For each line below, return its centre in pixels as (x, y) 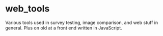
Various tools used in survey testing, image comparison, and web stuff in (82, 22)
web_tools (28, 9)
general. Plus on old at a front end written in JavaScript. (64, 27)
